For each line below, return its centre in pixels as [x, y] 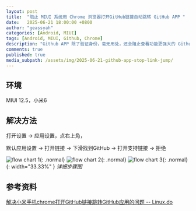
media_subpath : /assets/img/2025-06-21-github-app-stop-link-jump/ [90, 60]
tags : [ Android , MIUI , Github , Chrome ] [55, 38]
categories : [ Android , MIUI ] [41, 33]
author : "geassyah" [30, 28]
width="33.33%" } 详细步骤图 [47, 167]
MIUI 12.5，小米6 [27, 100]
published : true [26, 55]
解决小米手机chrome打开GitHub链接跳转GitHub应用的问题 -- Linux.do [90, 202]
